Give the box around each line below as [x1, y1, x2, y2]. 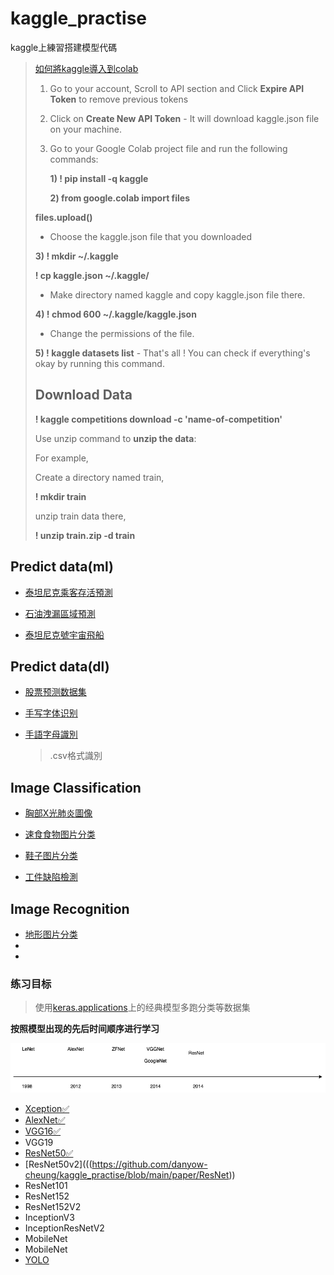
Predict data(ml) [10, 558, 114, 576]
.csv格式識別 [49, 750, 103, 762]
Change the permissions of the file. [49, 327, 195, 339]
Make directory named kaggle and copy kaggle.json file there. [49, 288, 306, 301]
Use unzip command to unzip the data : [34, 432, 197, 444]
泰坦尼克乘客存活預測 [24, 586, 113, 598]
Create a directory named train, [34, 471, 165, 483]
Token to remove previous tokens [49, 93, 189, 105]
